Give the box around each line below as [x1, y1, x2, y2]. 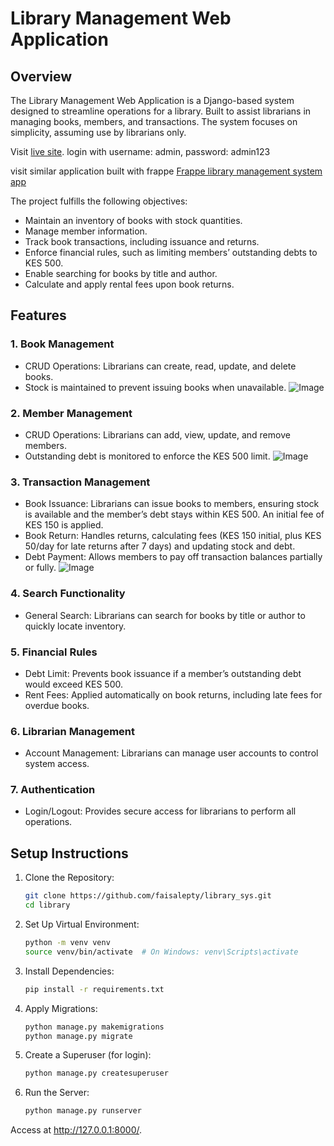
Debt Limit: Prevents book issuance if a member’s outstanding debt [24, 667, 302, 679]
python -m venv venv [24, 938, 111, 948]
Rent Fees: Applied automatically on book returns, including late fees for [24, 688, 323, 701]
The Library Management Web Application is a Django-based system [10, 95, 295, 106]
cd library [24, 900, 71, 911]
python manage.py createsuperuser [24, 1068, 169, 1079]
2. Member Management [10, 406, 133, 420]
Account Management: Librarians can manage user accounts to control [24, 747, 319, 759]
